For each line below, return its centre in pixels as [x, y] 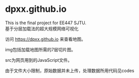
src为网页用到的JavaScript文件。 [39, 60]
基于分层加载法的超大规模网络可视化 [42, 29]
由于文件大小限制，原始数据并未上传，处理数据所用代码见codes [70, 71]
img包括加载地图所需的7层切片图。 [40, 49]
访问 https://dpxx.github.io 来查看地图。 [46, 39]
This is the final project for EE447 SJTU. [46, 23]
